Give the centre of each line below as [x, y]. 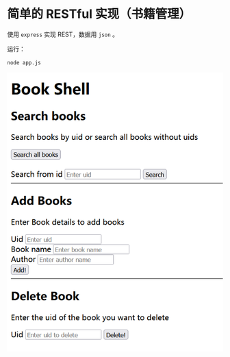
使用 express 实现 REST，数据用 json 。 [63, 34]
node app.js [24, 62]
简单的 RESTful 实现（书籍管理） [99, 14]
